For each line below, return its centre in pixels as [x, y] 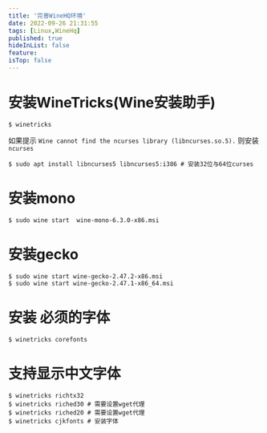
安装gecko [43, 254]
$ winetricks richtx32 [46, 395]
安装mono [42, 198]
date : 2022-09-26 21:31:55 [53, 23]
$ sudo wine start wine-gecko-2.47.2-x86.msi [85, 276]
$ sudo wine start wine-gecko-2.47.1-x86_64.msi [91, 283]
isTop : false [30, 61]
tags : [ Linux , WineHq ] [44, 30]
